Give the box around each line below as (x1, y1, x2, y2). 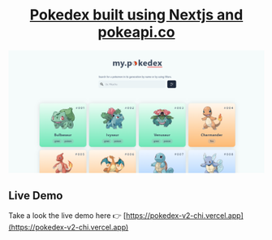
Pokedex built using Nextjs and (29, 6, 244, 24)
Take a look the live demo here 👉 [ (8, 211, 127, 220)
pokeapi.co (97, 23, 175, 41)
